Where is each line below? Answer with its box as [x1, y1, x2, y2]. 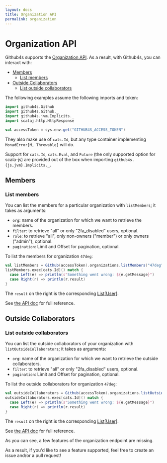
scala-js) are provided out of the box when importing [5, 156, 113, 162]
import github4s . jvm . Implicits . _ [5, 114, 75, 119]
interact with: [5, 60, 32, 66]
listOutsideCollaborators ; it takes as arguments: [5, 346, 106, 352]
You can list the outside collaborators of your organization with [5, 341, 134, 347]
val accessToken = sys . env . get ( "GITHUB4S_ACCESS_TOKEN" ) [5, 127, 126, 132]
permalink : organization [5, 16, 57, 21]
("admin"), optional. [12, 238, 53, 244]
